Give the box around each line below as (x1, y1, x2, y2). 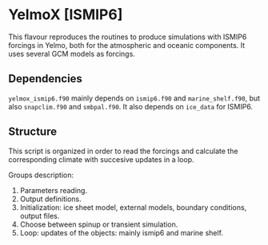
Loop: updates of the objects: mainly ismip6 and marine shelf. (19, 227, 224, 237)
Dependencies (8, 72, 82, 85)
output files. (19, 211, 60, 220)
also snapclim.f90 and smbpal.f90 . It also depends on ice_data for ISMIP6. (8, 101, 254, 111)
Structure (8, 125, 58, 139)
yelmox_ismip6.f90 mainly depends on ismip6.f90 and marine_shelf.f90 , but (8, 93, 261, 103)
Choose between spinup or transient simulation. (19, 219, 178, 229)
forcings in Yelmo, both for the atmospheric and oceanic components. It (8, 40, 246, 49)
